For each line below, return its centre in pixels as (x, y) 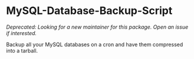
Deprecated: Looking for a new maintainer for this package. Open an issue (97, 27)
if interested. (22, 33)
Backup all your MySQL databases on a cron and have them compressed (95, 44)
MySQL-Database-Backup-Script (89, 11)
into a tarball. (22, 50)
